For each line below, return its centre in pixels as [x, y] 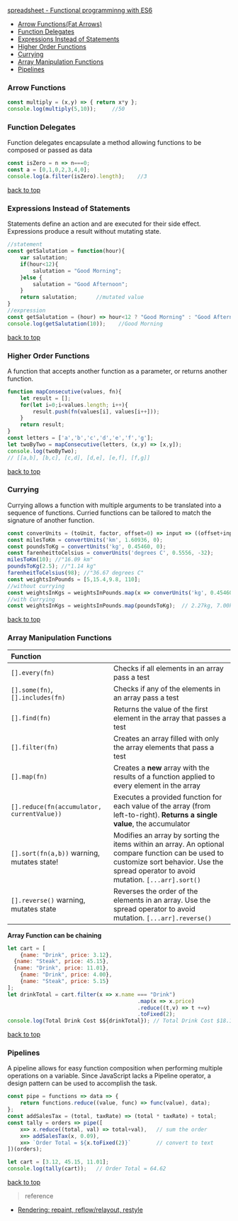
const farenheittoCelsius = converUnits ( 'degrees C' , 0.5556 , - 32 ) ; [110, 553]
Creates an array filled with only [166, 738]
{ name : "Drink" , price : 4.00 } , [66, 975]
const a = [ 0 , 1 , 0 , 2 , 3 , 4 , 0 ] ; [49, 170]
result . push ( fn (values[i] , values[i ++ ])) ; [96, 411]
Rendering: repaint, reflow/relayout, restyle [80, 1210]
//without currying [36, 586]
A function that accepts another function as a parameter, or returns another [118, 371]
